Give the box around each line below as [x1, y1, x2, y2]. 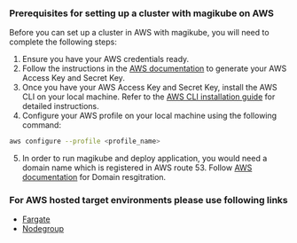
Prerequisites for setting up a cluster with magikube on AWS [9, 7, 275, 20]
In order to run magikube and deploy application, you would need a [21, 153, 268, 164]
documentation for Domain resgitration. [21, 172, 167, 183]
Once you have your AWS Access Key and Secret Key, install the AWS [21, 82, 277, 93]
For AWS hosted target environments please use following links [9, 194, 288, 207]
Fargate [21, 214, 51, 224]
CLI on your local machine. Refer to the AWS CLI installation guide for [21, 91, 276, 102]
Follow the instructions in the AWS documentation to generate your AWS [21, 63, 287, 74]
